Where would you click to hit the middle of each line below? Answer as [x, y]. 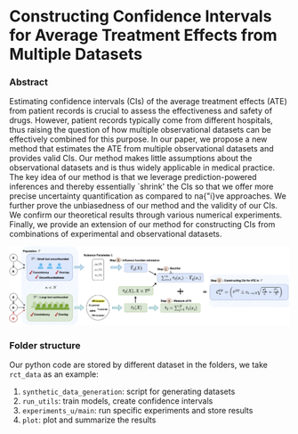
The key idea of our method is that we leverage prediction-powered [133, 177]
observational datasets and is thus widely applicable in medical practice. [142, 168]
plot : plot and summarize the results [89, 420]
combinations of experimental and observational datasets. [116, 234]
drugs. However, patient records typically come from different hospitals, [141, 120]
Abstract [29, 82]
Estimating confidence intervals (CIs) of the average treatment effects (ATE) [148, 102]
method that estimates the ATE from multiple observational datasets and [141, 149]
